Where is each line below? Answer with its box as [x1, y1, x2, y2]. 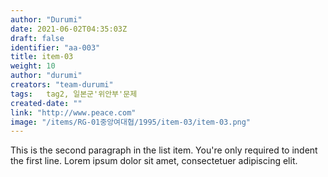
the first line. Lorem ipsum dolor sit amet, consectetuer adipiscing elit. [10, 155, 298, 167]
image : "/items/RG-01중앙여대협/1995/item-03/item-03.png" [10, 117, 252, 127]
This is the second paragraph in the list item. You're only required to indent [10, 144, 318, 156]
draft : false [10, 33, 65, 43]
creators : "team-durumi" [10, 80, 114, 90]
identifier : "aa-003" [10, 42, 101, 53]
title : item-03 [10, 52, 74, 62]
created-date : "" [10, 98, 83, 108]
